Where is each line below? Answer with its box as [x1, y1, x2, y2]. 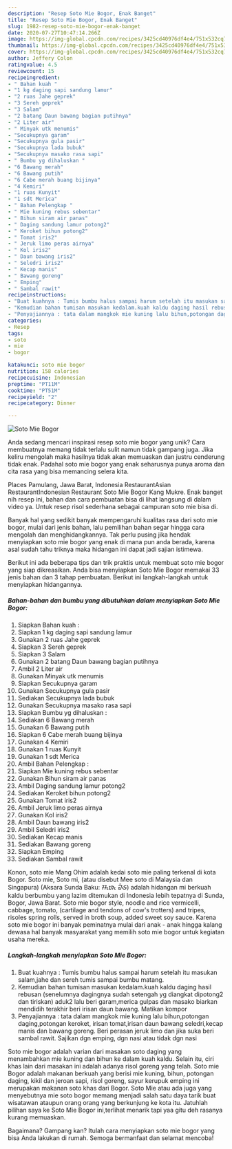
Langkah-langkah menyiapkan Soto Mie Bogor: [8, 951, 147, 959]
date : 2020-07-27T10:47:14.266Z [8, 29, 101, 36]
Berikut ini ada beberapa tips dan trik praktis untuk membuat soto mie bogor [8, 559, 224, 567]
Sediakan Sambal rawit [17, 855, 83, 863]
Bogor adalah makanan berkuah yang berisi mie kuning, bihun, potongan [8, 1069, 214, 1077]
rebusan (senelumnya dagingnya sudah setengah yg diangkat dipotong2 [17, 990, 224, 998]
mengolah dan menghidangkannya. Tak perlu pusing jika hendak [8, 530, 191, 539]
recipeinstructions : [8, 292, 67, 299]
